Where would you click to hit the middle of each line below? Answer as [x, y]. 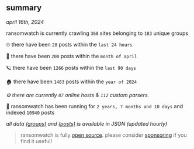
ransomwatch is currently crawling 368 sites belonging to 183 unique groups [97, 33]
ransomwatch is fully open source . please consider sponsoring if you [103, 135]
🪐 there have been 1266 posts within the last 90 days [71, 68]
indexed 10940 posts [30, 112]
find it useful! [36, 141]
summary [24, 8]
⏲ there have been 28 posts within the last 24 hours [69, 44]
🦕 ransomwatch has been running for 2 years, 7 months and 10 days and [95, 106]
